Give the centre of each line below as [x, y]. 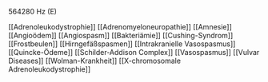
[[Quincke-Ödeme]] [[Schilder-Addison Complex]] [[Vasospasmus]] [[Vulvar [134, 52]
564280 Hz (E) [33, 12]
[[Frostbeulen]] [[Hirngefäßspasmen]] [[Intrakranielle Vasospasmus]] [122, 44]
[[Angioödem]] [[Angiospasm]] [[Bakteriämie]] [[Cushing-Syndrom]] [121, 35]
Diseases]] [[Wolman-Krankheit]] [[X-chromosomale [95, 61]
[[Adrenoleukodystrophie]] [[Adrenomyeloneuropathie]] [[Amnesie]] [120, 27]
